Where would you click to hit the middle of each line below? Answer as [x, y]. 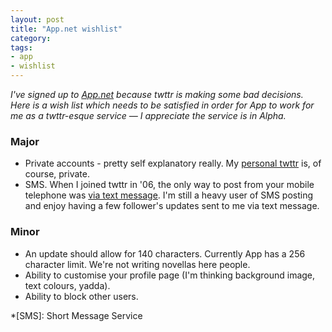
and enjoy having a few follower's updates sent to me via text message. [172, 206]
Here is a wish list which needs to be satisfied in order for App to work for [162, 105]
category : [31, 38]
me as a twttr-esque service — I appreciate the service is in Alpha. [148, 115]
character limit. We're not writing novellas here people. [137, 264]
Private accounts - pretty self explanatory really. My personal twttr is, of [173, 163]
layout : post [37, 19]
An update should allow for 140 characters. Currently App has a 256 [165, 253]
